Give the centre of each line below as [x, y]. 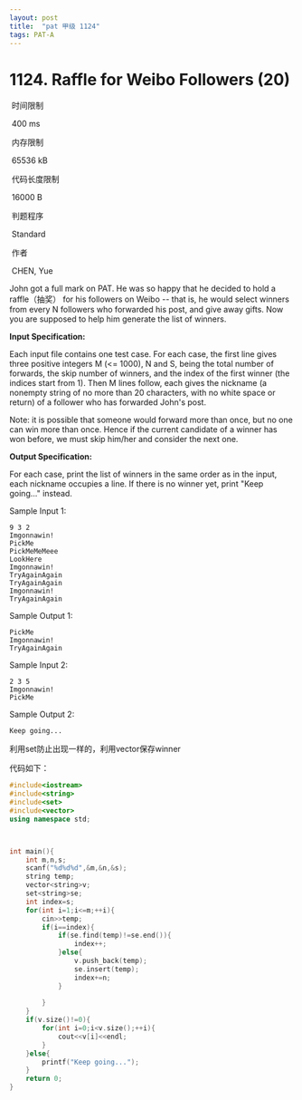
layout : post [34, 18]
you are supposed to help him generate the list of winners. [118, 319]
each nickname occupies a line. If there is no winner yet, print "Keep [137, 484]
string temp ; [50, 877]
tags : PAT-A [32, 34]
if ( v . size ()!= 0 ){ [58, 1020]
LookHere [26, 560]
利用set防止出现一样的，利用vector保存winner [95, 749]
